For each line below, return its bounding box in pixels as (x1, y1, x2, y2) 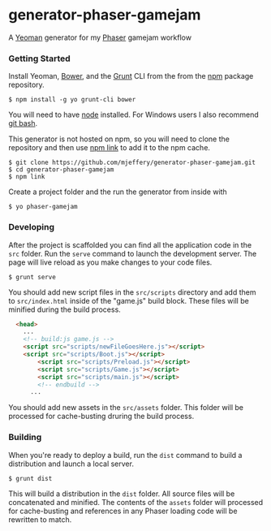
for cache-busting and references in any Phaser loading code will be (8, 506, 238, 516)
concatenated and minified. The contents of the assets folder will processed (8, 497, 264, 507)
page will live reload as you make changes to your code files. (8, 257, 213, 267)
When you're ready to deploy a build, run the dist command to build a (8, 450, 243, 460)
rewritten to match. (8, 514, 72, 525)
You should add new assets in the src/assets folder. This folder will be (8, 403, 243, 412)
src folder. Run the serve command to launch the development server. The (8, 248, 257, 258)
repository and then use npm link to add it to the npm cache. (8, 143, 211, 153)
